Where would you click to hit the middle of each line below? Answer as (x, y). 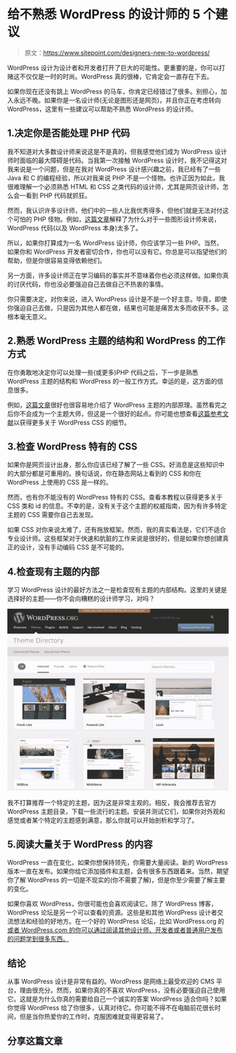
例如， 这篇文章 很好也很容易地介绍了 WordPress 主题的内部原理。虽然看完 (114, 405)
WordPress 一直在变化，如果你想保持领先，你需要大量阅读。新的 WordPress (118, 863)
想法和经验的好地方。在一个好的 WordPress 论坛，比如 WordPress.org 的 (119, 922)
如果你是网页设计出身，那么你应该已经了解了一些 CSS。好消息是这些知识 (113, 465)
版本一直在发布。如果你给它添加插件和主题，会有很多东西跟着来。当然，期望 (118, 871)
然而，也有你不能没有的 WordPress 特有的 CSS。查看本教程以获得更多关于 (115, 497)
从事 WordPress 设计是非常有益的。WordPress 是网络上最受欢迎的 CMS (111, 981)
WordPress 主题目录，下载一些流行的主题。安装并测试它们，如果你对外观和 (116, 811)
